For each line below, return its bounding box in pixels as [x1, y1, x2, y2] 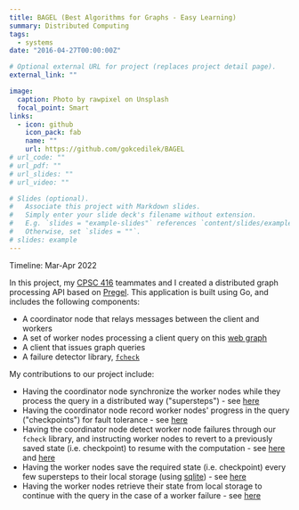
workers [21, 323, 53, 333]
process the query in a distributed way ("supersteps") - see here [21, 395, 260, 406]
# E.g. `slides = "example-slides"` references [9, 219, 198, 228]
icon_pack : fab [25, 128, 82, 137]
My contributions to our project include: [9, 368, 155, 379]
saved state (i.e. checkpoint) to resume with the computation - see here [21, 442, 286, 453]
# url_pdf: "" [9, 161, 62, 170]
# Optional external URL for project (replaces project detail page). [9, 62, 277, 71]
